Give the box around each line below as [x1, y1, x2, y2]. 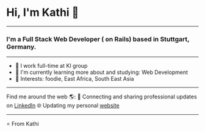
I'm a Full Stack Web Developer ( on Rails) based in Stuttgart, [6, 35, 190, 43]
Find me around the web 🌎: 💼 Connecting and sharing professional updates [6, 93, 197, 100]
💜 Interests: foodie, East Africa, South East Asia [15, 75, 134, 82]
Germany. [6, 42, 37, 51]
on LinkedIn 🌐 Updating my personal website [6, 102, 120, 109]
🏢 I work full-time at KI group [15, 62, 88, 70]
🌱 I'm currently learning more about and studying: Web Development [15, 68, 188, 76]
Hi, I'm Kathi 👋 [6, 5, 79, 20]
